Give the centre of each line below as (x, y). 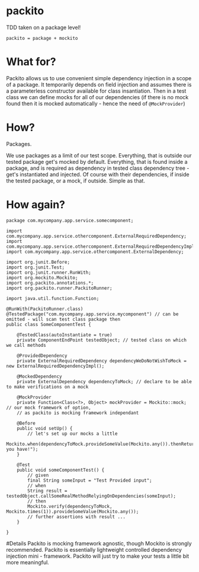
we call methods (26, 345)
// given (38, 475)
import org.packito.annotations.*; (50, 283)
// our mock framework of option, (49, 407)
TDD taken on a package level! (44, 27)
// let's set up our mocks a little (73, 434)
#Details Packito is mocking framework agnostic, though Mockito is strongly (99, 543)
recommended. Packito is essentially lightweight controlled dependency (94, 549)
